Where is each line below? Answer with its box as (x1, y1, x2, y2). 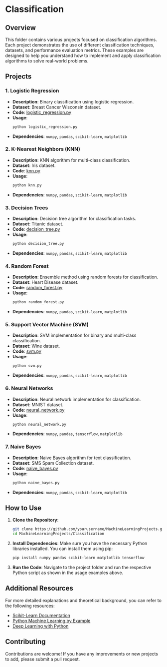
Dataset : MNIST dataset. (12, 401, 64, 408)
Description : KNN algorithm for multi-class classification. (12, 157, 131, 163)
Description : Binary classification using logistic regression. (12, 98, 134, 104)
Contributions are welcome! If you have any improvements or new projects (5, 651, 159, 657)
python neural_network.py (12, 422, 66, 427)
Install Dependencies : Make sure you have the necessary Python (12, 541, 148, 547)
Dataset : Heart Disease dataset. (12, 279, 79, 285)
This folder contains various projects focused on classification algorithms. (5, 36, 157, 42)
